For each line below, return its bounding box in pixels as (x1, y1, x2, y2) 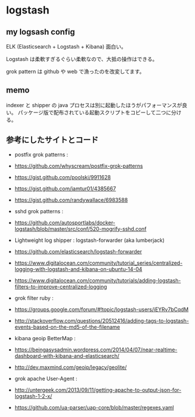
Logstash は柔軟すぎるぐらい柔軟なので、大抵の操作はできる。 (6, 56, 158, 62)
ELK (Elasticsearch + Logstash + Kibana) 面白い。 (6, 43, 127, 50)
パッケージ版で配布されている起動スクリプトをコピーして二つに (17, 109, 172, 116)
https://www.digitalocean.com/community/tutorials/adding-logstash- (14, 276, 182, 284)
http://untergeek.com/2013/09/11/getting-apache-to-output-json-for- (14, 386, 182, 393)
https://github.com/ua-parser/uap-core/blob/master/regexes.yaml (14, 404, 175, 411)
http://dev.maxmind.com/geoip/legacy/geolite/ (14, 364, 127, 371)
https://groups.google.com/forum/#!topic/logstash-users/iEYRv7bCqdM (14, 306, 189, 313)
